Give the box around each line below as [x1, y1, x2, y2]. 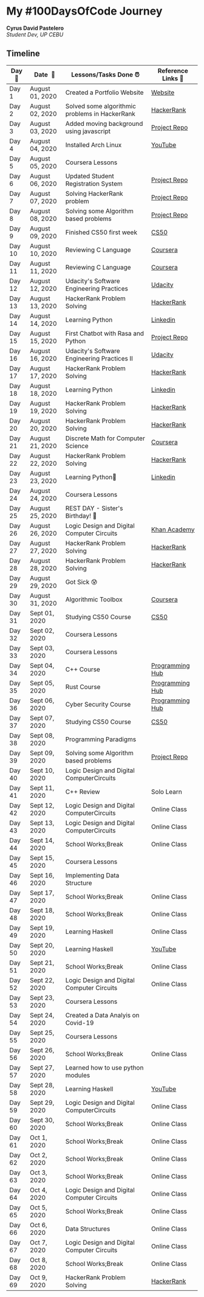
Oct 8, [29, 1256, 47, 1264]
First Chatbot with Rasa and [65, 329, 144, 337]
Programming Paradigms [65, 735, 137, 743]
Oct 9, [29, 1273, 47, 1281]
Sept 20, [29, 941, 55, 949]
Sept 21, [29, 958, 55, 967]
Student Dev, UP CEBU [6, 30, 64, 38]
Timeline [6, 49, 41, 59]
